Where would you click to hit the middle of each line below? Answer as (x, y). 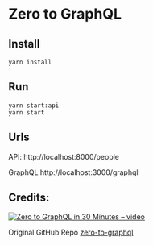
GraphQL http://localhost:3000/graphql (73, 172)
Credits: (29, 198)
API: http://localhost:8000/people (64, 156)
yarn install (30, 62)
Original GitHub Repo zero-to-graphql (71, 233)
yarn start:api (34, 106)
